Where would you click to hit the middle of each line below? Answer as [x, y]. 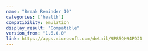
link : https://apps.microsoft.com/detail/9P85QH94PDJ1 [74, 39]
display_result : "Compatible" [43, 28]
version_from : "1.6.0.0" [36, 33]
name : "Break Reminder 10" [39, 11]
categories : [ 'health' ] [35, 17]
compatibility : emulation [37, 22]
